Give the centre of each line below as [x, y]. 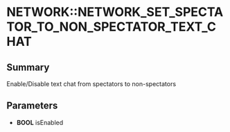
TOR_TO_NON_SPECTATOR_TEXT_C [111, 27]
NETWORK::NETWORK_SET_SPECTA [115, 12]
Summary [28, 67]
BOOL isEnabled [40, 122]
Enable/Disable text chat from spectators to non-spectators [91, 84]
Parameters [32, 106]
